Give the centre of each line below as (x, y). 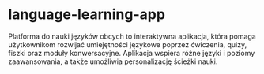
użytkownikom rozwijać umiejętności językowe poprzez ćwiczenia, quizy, (128, 44)
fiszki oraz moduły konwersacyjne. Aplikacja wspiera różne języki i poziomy (132, 53)
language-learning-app (87, 15)
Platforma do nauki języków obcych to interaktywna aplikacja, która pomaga (132, 36)
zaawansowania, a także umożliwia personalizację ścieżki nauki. (113, 61)
